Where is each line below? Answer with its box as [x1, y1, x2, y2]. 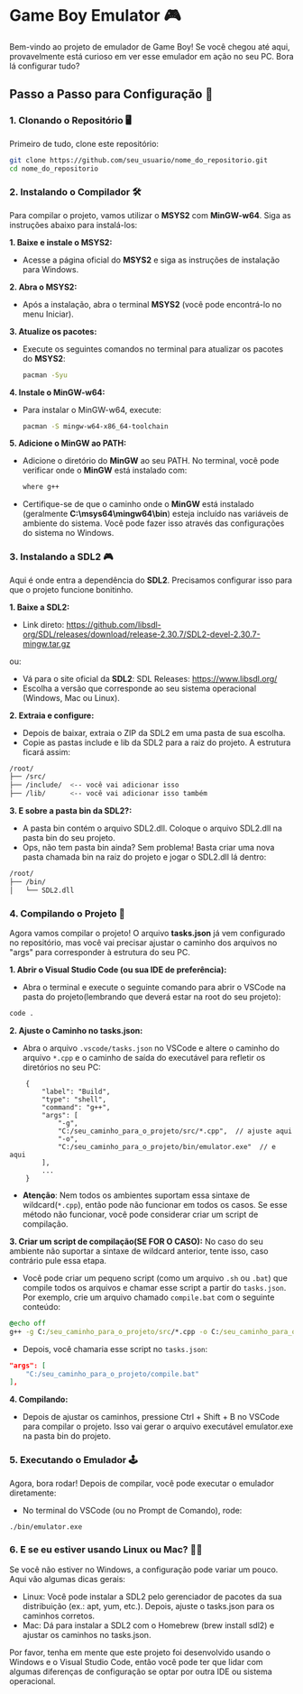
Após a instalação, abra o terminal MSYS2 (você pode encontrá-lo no [22, 299, 282, 309]
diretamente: [9, 1487, 57, 1498]
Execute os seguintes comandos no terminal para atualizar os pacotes [22, 343, 284, 354]
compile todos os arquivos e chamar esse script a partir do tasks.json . [22, 1282, 287, 1293]
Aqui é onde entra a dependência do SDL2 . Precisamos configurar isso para [9, 575, 293, 585]
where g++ [22, 483, 60, 492]
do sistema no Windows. [22, 528, 115, 539]
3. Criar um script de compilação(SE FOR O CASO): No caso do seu [9, 1236, 264, 1247]
